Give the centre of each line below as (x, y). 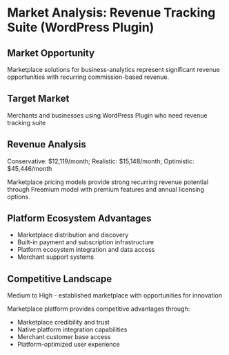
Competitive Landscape (60, 279)
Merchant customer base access (64, 337)
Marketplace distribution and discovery (73, 235)
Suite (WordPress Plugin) (81, 27)
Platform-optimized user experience (69, 345)
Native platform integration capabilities (72, 329)
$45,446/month (30, 168)
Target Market (38, 99)
